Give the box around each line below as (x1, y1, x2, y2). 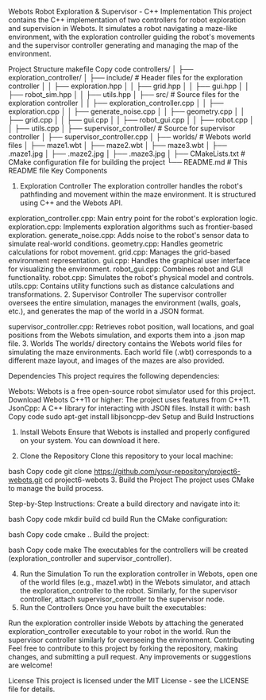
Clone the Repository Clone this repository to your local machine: (19, 451, 233, 461)
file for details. (8, 684, 56, 694)
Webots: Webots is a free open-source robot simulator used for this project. (8, 387, 256, 396)
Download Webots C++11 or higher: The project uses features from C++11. (8, 395, 251, 404)
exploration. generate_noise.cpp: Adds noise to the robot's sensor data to (8, 231, 249, 239)
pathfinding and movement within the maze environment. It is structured (19, 190, 256, 199)
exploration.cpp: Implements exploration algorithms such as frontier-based (8, 222, 253, 231)
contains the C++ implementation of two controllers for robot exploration (8, 15, 246, 25)
